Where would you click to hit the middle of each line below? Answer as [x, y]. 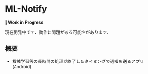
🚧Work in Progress [24, 22]
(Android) [22, 66]
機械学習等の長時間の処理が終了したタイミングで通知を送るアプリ [78, 61]
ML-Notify [26, 9]
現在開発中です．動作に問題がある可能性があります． [58, 32]
